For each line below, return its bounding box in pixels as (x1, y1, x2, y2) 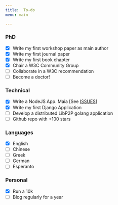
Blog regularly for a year (12, 194, 63, 200)
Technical (5, 87, 30, 94)
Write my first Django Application (12, 104, 82, 110)
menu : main (5, 12, 28, 17)
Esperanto (12, 164, 34, 170)
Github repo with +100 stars (12, 116, 71, 122)
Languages (5, 129, 34, 136)
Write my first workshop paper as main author (12, 45, 109, 51)
